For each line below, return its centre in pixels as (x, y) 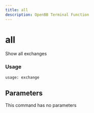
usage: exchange (22, 77)
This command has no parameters (41, 105)
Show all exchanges (26, 54)
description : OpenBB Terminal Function (47, 15)
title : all (17, 10)
